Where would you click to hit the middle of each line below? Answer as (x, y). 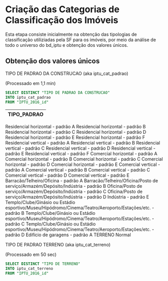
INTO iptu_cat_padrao (28, 97)
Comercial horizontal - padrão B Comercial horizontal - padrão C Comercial (84, 159)
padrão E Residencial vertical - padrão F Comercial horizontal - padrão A (81, 154)
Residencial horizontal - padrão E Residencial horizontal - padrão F (75, 137)
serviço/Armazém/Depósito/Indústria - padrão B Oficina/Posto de (74, 186)
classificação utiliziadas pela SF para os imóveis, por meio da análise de (81, 40)
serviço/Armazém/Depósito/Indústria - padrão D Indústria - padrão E (77, 197)
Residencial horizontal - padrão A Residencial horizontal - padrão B (76, 127)
